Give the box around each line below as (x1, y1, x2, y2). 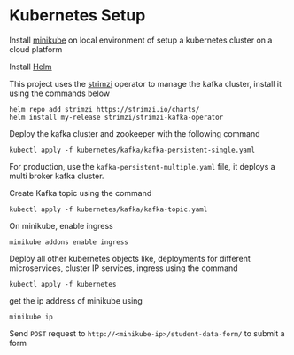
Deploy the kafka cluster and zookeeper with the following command (9, 128, 260, 138)
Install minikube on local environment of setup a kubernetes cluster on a (9, 35, 273, 45)
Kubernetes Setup (9, 5, 146, 26)
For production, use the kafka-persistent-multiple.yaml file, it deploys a (9, 161, 276, 171)
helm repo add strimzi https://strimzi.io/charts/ (9, 105, 200, 114)
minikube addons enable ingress (9, 237, 128, 247)
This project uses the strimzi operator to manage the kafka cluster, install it (9, 78, 282, 89)
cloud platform (9, 43, 63, 54)
